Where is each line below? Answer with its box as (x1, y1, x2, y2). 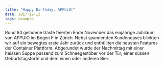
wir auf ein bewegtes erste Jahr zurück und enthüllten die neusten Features (5, 40, 158, 46)
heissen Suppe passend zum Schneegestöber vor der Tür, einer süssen (5, 50, 149, 56)
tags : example (5, 16, 34, 21)
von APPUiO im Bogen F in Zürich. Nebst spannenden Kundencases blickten (5, 35, 159, 41)
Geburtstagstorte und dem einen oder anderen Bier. (5, 56, 110, 62)
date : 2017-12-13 (5, 12, 41, 17)
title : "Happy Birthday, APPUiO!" (5, 7, 76, 12)
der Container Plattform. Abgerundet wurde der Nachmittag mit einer (5, 45, 144, 51)
